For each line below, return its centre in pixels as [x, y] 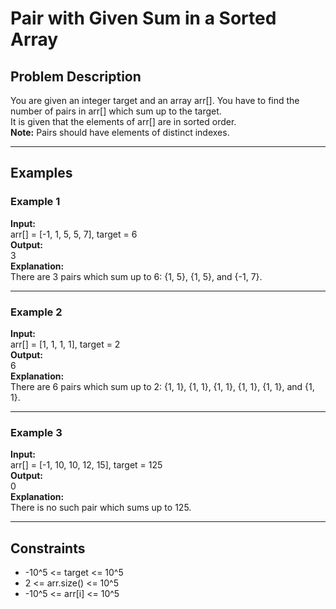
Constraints [48, 548]
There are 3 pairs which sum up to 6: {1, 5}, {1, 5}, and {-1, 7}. [136, 276]
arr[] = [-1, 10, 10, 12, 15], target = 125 [86, 465]
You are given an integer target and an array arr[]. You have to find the [155, 100]
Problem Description [76, 76]
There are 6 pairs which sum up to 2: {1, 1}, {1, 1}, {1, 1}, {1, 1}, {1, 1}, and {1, [162, 386]
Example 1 [35, 202]
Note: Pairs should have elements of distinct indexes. [120, 132]
